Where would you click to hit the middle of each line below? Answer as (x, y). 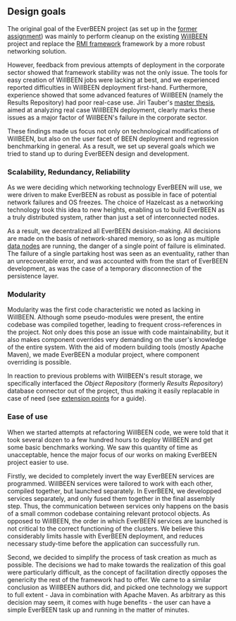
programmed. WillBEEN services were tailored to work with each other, (110, 483)
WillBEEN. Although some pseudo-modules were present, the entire (106, 317)
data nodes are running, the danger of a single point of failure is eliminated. (117, 246)
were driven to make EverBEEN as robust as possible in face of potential (112, 195)
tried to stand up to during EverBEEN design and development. (98, 153)
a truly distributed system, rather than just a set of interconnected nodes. (113, 218)
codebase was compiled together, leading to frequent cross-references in (114, 325)
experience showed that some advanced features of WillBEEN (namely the (115, 95)
